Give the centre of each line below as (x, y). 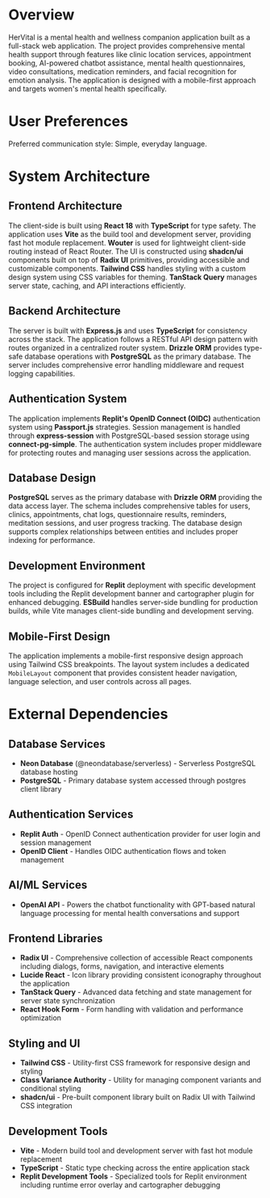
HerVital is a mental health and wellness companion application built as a (129, 37)
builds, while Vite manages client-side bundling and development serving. (131, 611)
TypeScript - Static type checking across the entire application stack (135, 1168)
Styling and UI (44, 1043)
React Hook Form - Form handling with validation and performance (131, 1009)
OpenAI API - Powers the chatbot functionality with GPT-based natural (137, 904)
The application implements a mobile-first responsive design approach (126, 655)
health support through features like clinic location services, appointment (130, 54)
